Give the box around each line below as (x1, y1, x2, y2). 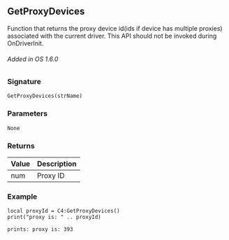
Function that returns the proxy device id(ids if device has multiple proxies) (7, 24, 223, 32)
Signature (7, 77, 42, 87)
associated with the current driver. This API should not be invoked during (7, 31, 217, 40)
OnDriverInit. (7, 38, 44, 48)
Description (37, 159, 77, 169)
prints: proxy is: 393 (7, 226, 73, 233)
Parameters (7, 108, 47, 118)
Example (7, 192, 38, 202)
